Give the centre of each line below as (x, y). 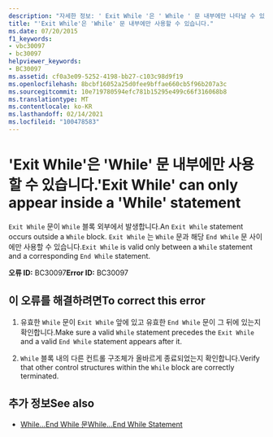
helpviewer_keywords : (45, 62)
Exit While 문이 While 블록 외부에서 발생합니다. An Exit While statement (126, 226)
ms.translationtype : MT (49, 99)
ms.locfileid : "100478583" (54, 122)
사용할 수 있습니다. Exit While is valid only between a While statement (138, 247)
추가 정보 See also (52, 404)
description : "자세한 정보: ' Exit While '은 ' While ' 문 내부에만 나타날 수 (132, 16)
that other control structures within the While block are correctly (127, 367)
